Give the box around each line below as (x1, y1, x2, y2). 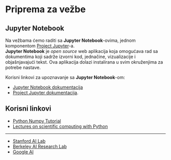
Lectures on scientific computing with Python (12, 123, 108, 129)
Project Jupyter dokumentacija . (12, 90, 79, 95)
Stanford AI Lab (12, 138, 46, 144)
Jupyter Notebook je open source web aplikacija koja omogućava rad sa (5, 48, 158, 54)
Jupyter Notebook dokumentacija (12, 84, 83, 90)
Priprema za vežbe (5, 4, 86, 15)
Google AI (12, 149, 34, 155)
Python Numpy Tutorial (12, 118, 61, 124)
